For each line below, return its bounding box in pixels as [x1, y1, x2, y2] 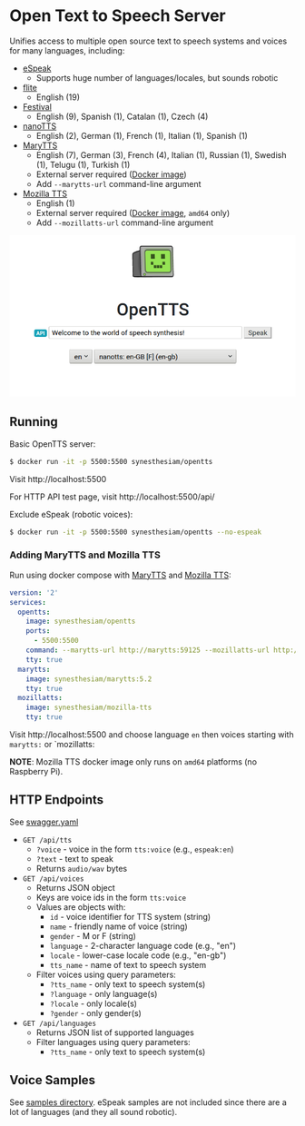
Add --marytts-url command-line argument [35, 178, 202, 189]
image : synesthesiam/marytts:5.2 [25, 674, 152, 684]
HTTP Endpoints [9, 792, 104, 808]
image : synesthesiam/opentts [25, 617, 136, 627]
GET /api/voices [22, 874, 84, 884]
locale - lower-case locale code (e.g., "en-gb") [49, 950, 227, 961]
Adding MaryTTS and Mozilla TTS [9, 548, 161, 561]
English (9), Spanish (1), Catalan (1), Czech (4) [35, 111, 209, 122]
